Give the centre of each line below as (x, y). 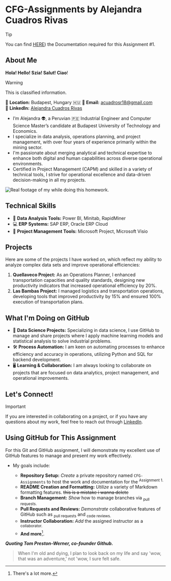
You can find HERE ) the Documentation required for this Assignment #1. (80, 44)
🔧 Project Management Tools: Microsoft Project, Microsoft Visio (80, 231)
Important (16, 406)
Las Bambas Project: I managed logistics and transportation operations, (88, 291)
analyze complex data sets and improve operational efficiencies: (73, 265)
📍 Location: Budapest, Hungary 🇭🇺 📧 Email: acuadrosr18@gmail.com (79, 102)
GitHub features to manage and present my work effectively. (69, 455)
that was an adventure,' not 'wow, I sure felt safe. (69, 559)
